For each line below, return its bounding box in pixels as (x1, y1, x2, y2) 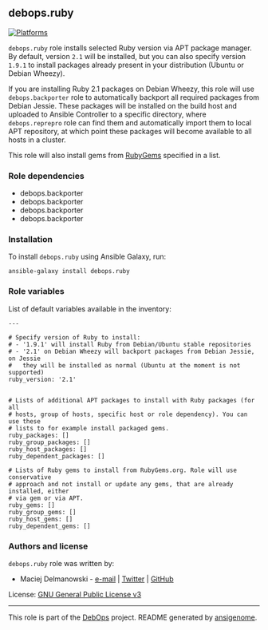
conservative (8, 473, 52, 481)
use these (8, 417, 41, 426)
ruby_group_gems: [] (8, 508, 77, 516)
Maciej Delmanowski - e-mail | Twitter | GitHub (19, 574, 174, 584)
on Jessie (8, 355, 41, 363)
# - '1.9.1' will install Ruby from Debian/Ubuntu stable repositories (8, 340, 251, 348)
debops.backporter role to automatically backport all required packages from (8, 92, 260, 102)
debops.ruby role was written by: (8, 559, 115, 568)
